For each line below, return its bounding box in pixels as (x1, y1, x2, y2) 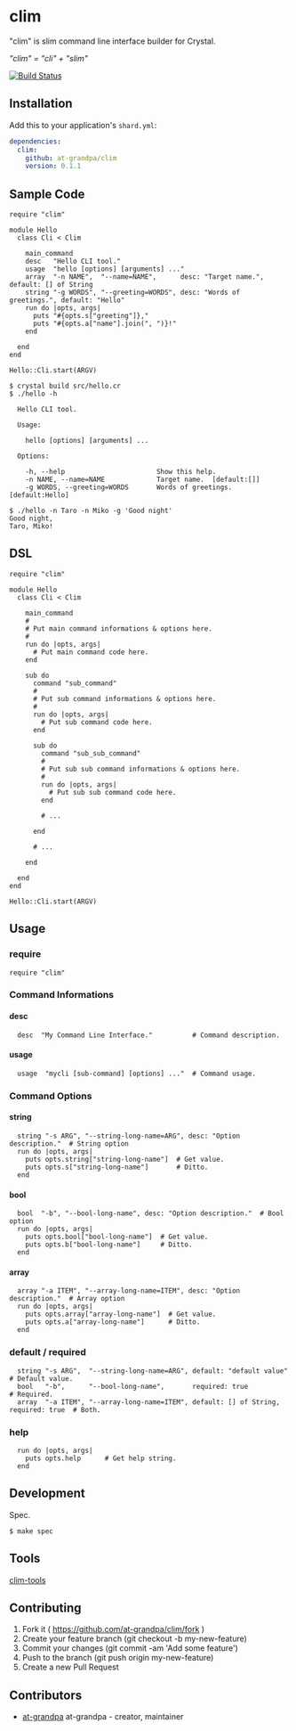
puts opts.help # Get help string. (25, 1454, 177, 1463)
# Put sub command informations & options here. (32, 694, 217, 703)
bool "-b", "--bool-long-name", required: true (17, 1382, 249, 1391)
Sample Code (9, 186, 85, 201)
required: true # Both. (9, 1405, 101, 1414)
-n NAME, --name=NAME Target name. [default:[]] (25, 475, 260, 485)
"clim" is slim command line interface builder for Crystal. (9, 36, 216, 46)
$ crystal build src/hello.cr (9, 381, 122, 391)
